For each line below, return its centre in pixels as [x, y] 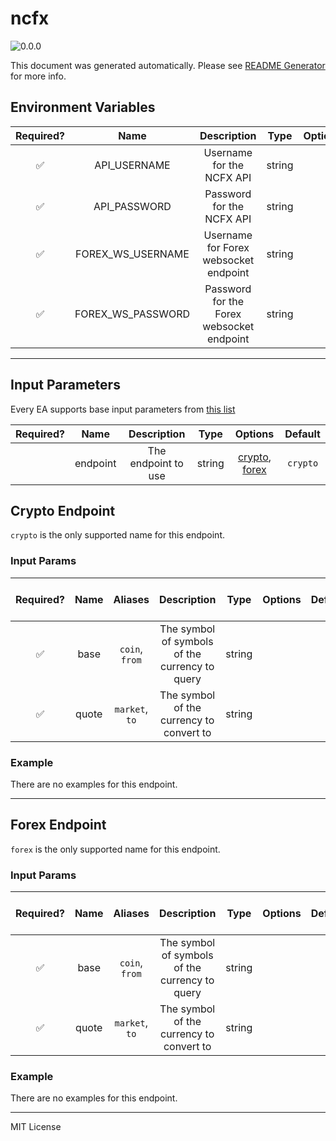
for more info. [38, 76]
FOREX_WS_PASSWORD [132, 314]
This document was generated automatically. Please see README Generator [168, 65]
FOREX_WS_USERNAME [132, 254]
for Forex [228, 247]
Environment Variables [83, 107]
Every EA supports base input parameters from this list [123, 409]
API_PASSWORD [132, 206]
